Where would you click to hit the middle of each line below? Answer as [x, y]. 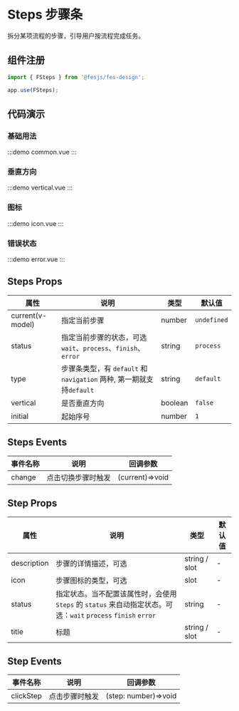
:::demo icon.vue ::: [36, 223]
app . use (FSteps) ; [33, 90]
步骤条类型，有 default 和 [105, 368]
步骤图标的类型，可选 [91, 580]
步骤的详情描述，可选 [91, 564]
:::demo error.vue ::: [36, 259]
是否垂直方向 [83, 403]
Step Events [34, 661]
